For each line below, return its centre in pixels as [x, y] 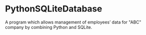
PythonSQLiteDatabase [54, 9]
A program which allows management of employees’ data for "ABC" [73, 22]
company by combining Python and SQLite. [49, 27]
